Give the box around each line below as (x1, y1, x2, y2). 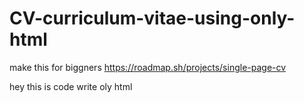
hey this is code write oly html (9, 80, 133, 92)
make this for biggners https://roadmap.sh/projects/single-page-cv (9, 61, 287, 73)
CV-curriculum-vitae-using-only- (9, 7, 296, 30)
